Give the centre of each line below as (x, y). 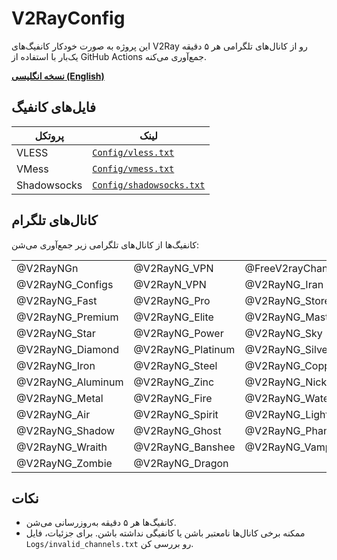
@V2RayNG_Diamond (67, 349)
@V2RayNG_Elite (173, 317)
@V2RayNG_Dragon (181, 463)
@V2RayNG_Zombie (64, 463)
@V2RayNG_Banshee (184, 447)
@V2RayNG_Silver (288, 349)
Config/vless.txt (133, 152)
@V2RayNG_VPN (173, 268)
